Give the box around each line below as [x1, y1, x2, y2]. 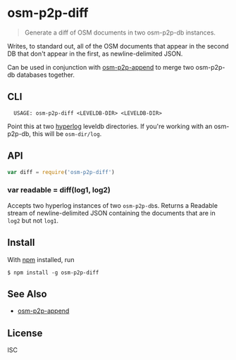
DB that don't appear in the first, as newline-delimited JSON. [7, 49, 183, 58]
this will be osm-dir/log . [32, 129, 102, 138]
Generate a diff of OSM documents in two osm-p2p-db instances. [24, 28, 216, 37]
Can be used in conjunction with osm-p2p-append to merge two [7, 63, 194, 71]
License [7, 327, 43, 339]
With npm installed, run [7, 255, 75, 263]
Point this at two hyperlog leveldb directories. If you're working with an [7, 122, 213, 130]
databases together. [16, 70, 75, 79]
